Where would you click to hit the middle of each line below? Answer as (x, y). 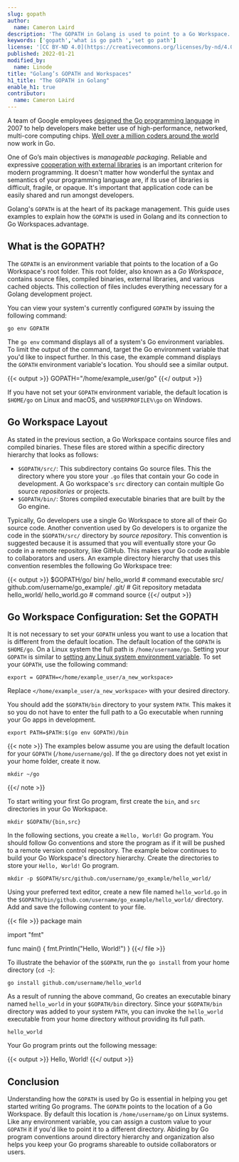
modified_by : (27, 61)
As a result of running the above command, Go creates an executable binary (119, 996)
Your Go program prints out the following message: (83, 1046)
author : (19, 21)
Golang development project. (50, 294)
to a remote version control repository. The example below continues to (112, 851)
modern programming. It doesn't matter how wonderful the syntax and (111, 172)
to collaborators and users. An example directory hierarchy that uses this (114, 558)
